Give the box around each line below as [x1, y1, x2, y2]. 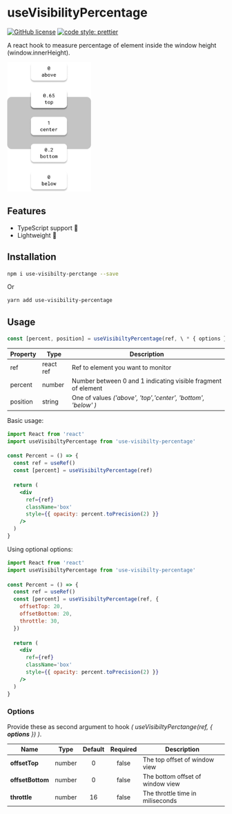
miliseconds [142, 797, 177, 805]
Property [10, 350, 37, 358]
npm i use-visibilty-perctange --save [7, 270, 119, 277]
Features [7, 205, 46, 217]
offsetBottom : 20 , [19, 610, 72, 617]
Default [82, 745, 105, 754]
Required [110, 745, 137, 754]
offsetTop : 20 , [19, 603, 64, 610]
